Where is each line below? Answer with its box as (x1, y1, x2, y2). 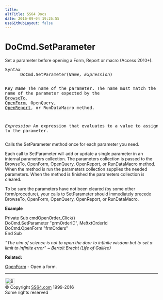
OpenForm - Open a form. (5, 264, 57, 269)
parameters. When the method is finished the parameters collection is (5, 172, 145, 177)
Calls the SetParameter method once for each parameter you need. (5, 142, 140, 147)
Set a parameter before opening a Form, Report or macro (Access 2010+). (5, 58, 153, 63)
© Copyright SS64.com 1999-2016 (5, 284, 74, 290)
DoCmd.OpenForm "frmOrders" (5, 225, 68, 231)
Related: (5, 254, 23, 260)
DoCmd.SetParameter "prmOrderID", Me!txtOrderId (5, 220, 108, 226)
